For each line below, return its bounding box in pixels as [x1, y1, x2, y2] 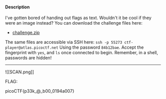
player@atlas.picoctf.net [5, 45, 58, 50]
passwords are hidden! [5, 55, 52, 61]
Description [5, 4, 30, 10]
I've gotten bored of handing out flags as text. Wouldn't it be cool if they [5, 15, 152, 21]
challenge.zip [12, 30, 40, 35]
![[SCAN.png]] [5, 69, 35, 75]
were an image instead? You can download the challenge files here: [5, 20, 143, 26]
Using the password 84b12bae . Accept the [59, 44, 144, 50]
